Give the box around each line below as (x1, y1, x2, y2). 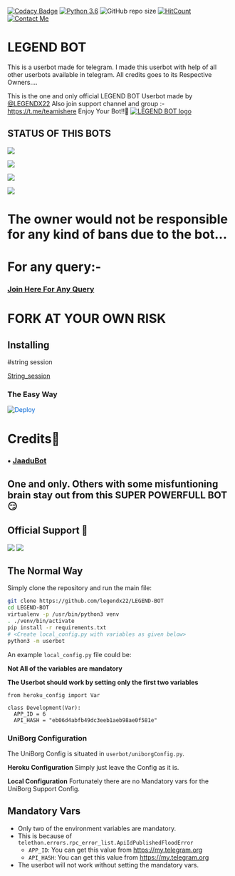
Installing (7, 339, 50, 351)
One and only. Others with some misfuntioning (7, 478, 219, 490)
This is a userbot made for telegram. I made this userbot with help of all (7, 63, 217, 71)
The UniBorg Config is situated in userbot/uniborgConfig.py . (7, 749, 185, 758)
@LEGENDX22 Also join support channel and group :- (7, 99, 165, 108)
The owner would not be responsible (7, 211, 229, 227)
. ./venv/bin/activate (7, 617, 75, 625)
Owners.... (7, 78, 38, 86)
